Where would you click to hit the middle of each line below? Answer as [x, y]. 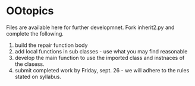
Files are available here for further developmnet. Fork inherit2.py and [90, 27]
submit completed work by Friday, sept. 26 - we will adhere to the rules [102, 70]
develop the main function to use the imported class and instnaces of [100, 58]
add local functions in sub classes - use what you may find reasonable [101, 51]
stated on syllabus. [38, 77]
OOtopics [30, 11]
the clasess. [29, 64]
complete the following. [35, 33]
